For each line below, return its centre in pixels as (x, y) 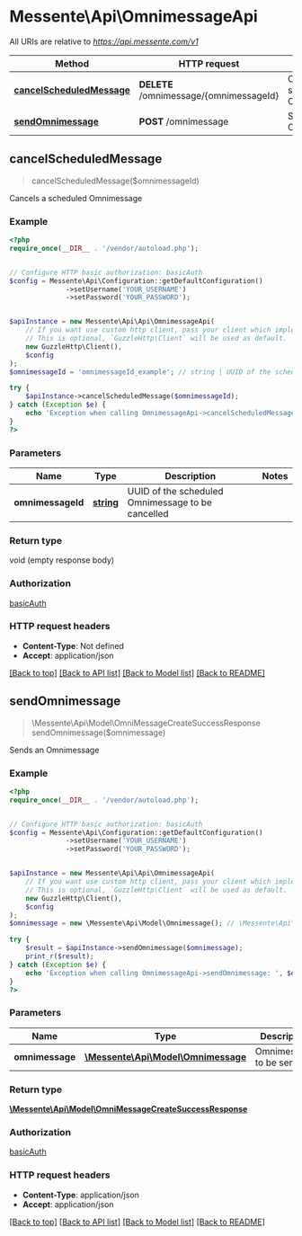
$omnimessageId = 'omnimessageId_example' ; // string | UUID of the (140, 372)
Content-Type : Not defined (73, 645)
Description (191, 476)
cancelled (148, 513)
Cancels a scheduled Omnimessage (76, 198)
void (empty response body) (62, 560)
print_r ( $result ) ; (60, 956)
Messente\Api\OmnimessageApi (133, 17)
